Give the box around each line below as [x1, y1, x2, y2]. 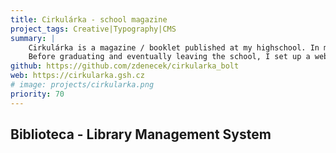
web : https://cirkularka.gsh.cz [10, 71, 145, 81]
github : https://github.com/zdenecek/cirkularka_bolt [10, 61, 240, 71]
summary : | [10, 33, 56, 43]
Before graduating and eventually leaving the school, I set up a [28, 52, 311, 62]
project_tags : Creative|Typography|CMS [10, 24, 177, 34]
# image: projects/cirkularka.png [10, 80, 155, 90]
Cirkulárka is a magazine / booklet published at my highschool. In [28, 42, 320, 53]
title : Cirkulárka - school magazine [10, 14, 168, 25]
